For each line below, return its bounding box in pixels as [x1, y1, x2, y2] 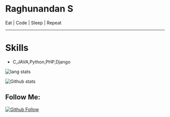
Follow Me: [5, 93, 40, 101]
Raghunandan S [5, 3, 73, 15]
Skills [5, 42, 29, 53]
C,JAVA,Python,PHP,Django [12, 58, 71, 65]
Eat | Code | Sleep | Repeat [5, 20, 62, 26]
